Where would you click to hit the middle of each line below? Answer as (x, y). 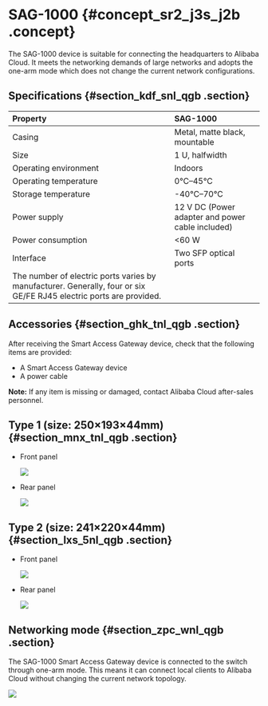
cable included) (203, 227)
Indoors (189, 168)
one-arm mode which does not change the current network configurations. (132, 70)
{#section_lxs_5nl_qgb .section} (91, 540)
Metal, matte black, (210, 132)
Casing (26, 137)
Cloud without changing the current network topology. (97, 678)
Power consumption (50, 240)
